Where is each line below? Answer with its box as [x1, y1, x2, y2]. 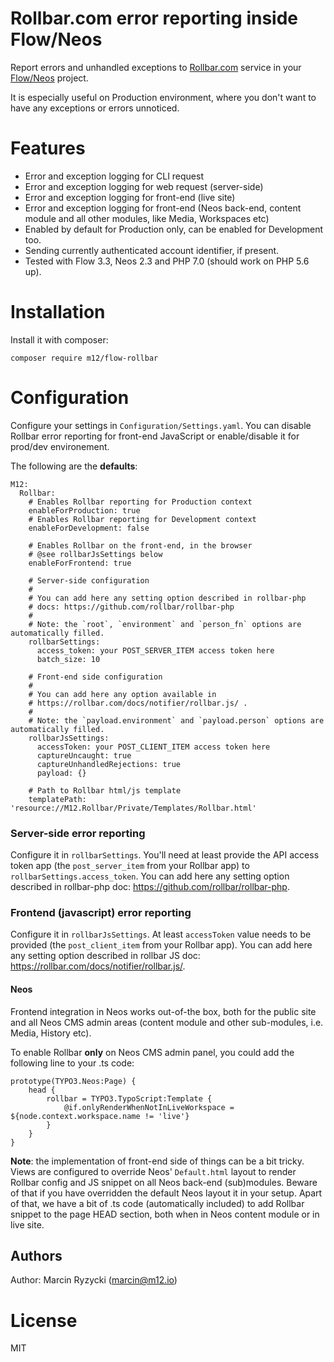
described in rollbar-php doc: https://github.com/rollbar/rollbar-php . [10, 881, 290, 893]
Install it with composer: [10, 333, 109, 346]
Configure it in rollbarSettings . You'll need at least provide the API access [10, 849, 320, 861]
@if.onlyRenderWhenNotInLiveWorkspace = [63, 1102, 235, 1112]
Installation [10, 301, 106, 324]
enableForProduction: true [28, 505, 141, 516]
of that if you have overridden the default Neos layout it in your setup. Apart [10, 1187, 323, 1199]
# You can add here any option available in [28, 689, 217, 699]
